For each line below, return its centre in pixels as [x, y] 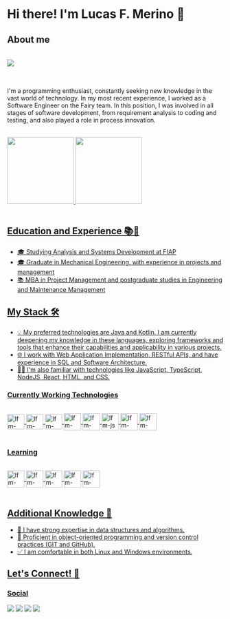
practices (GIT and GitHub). [56, 545]
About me [28, 40]
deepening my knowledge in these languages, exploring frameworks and [120, 339]
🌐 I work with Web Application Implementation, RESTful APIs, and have [117, 355]
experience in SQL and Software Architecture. [82, 362]
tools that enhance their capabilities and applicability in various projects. [119, 347]
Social [18, 594]
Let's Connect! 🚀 [44, 574]
